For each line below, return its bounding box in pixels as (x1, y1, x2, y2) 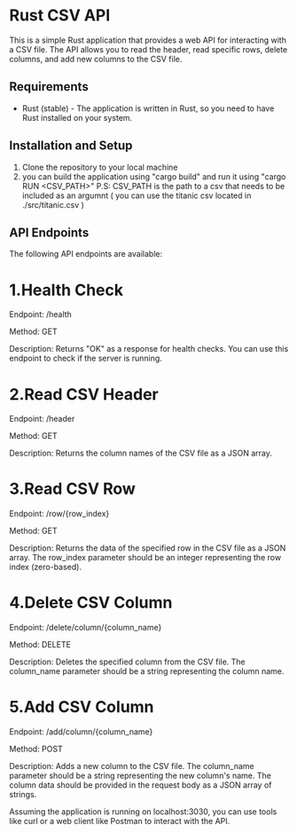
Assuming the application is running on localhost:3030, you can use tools (9, 806, 277, 817)
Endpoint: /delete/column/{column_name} (9, 623, 162, 633)
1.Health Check (9, 280, 124, 300)
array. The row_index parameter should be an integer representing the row (9, 552, 282, 563)
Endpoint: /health (9, 309, 73, 320)
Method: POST (9, 743, 64, 755)
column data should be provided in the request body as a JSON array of (9, 780, 272, 790)
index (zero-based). (9, 561, 82, 573)
